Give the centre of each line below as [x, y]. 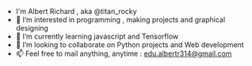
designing [32, 28]
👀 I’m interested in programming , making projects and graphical [120, 20]
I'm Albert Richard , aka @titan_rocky [76, 11]
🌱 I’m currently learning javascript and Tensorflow [97, 36]
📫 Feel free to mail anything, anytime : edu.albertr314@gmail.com [124, 53]
